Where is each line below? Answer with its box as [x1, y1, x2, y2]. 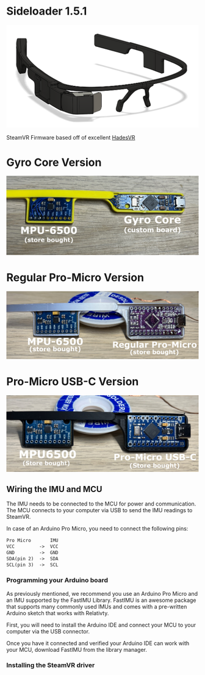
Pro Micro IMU [6, 538, 59, 544]
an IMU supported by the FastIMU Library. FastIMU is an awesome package [6, 596, 196, 604]
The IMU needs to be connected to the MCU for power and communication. [6, 500, 196, 507]
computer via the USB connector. [6, 627, 90, 635]
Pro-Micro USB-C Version [6, 374, 139, 388]
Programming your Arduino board [6, 576, 109, 585]
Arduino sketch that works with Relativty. [6, 609, 109, 616]
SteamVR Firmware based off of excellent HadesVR [6, 134, 135, 141]
